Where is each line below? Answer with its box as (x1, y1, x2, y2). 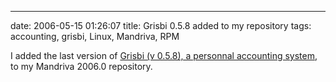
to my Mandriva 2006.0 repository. (10, 61, 153, 72)
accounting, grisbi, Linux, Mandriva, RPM (10, 31, 180, 42)
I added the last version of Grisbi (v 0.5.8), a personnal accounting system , (10, 50, 318, 61)
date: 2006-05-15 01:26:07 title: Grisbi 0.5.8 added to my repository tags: (10, 20, 312, 31)
